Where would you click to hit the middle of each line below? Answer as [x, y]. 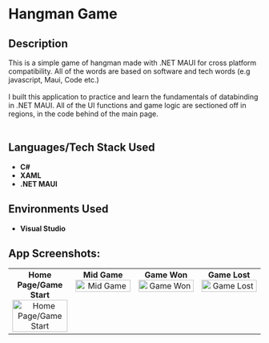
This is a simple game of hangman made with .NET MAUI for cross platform [132, 63]
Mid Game [103, 275]
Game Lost [229, 275]
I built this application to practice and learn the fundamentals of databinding [133, 97]
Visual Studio [43, 228]
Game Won [166, 275]
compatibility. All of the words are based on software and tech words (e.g [129, 71]
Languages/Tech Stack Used [82, 148]
